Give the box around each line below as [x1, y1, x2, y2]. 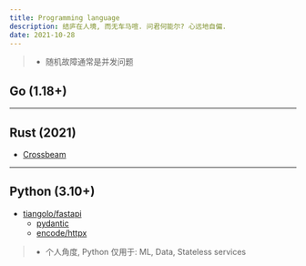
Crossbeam [22, 149, 66, 159]
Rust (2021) [9, 125, 76, 140]
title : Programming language [9, 13, 120, 23]
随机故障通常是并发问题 [45, 56, 134, 67]
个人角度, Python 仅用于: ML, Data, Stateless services [45, 246, 247, 257]
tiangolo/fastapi [22, 208, 82, 219]
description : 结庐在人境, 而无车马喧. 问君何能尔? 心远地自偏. [9, 22, 228, 31]
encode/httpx [36, 227, 87, 238]
